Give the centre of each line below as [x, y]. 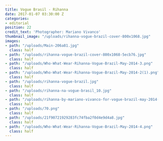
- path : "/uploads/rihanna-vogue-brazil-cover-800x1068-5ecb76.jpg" [76, 55]
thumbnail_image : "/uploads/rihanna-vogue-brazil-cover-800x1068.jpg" [78, 37]
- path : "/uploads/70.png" [32, 109]
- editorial [17, 23]
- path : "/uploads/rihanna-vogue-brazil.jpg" [52, 81]
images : [13, 41]
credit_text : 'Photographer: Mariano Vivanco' [53, 32]
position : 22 [18, 28]
